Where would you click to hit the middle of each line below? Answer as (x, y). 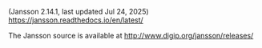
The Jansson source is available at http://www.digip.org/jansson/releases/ (131, 36)
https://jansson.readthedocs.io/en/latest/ (76, 20)
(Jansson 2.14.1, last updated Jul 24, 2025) (79, 12)
